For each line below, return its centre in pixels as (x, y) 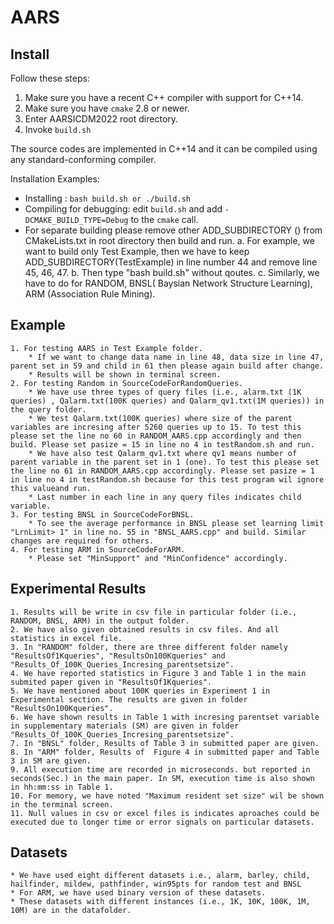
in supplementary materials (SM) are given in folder (125, 726)
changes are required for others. (82, 541)
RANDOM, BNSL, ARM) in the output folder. (100, 621)
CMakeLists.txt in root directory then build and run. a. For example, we (169, 240)
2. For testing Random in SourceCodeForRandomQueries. (127, 383)
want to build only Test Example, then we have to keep (137, 251)
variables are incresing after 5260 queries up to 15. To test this (156, 427)
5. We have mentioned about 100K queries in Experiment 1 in (140, 691)
